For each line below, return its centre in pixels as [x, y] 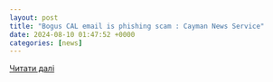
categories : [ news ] [46, 43]
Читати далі [32, 68]
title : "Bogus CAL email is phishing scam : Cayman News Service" [137, 26]
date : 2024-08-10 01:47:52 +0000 [72, 34]
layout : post [34, 18]
